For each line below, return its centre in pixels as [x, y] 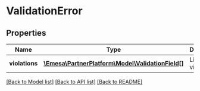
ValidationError [44, 11]
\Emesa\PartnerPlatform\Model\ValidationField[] [114, 63]
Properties [26, 33]
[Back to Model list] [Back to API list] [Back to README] [74, 82]
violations [24, 63]
